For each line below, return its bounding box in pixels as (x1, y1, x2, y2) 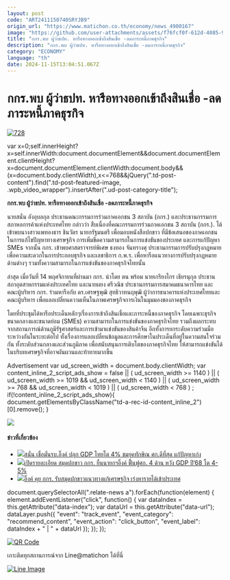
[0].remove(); (7, 405, 44, 413)
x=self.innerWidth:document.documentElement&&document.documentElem (7, 149, 220, 157)
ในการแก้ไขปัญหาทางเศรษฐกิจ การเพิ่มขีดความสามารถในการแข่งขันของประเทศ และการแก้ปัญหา (7, 236, 220, 244)
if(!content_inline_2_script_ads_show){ (7, 390, 115, 399)
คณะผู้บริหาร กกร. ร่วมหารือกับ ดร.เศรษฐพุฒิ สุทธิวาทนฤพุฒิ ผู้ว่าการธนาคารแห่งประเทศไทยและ (7, 288, 220, 296)
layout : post (7, 10, 44, 17)
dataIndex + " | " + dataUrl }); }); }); (7, 525, 106, 533)
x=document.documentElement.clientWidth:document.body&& (7, 164, 183, 172)
